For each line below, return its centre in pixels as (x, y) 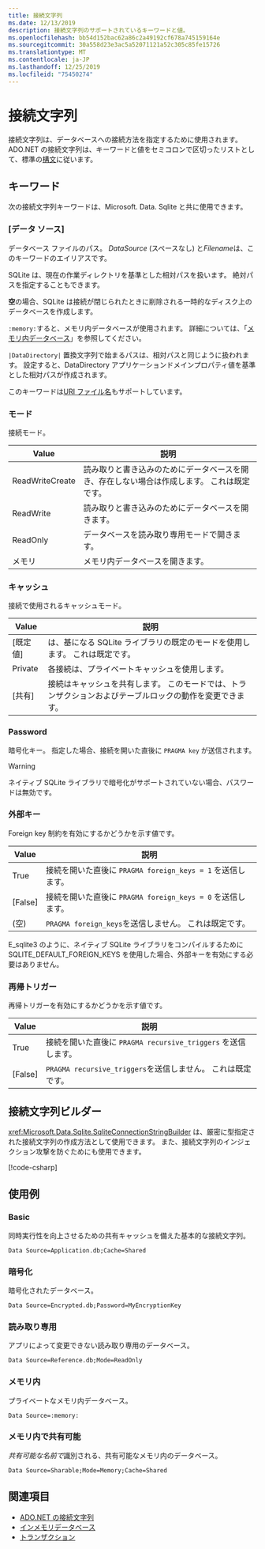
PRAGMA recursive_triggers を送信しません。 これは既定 (149, 1069)
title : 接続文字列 (35, 15)
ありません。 (43, 964)
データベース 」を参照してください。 (87, 338)
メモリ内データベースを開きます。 (146, 561)
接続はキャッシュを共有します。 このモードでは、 (139, 684)
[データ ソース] (36, 229)
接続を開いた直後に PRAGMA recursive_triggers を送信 (146, 1042)
